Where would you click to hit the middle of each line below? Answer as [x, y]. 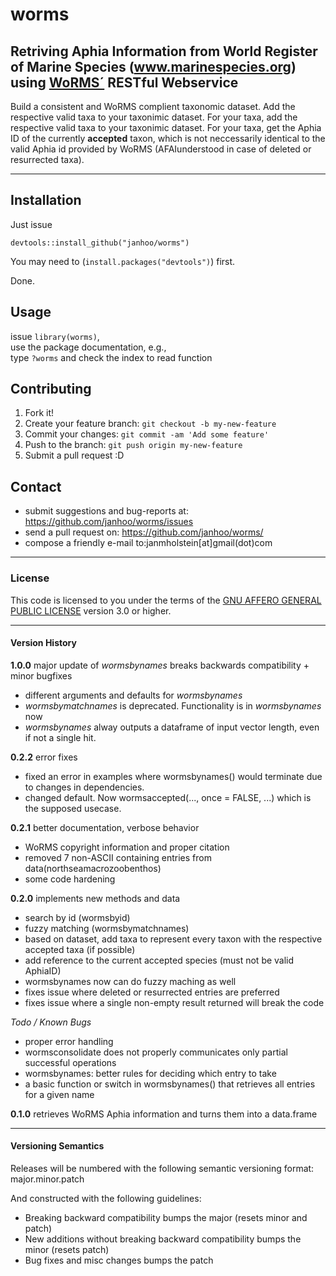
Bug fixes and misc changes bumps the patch [119, 1260]
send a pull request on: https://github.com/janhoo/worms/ [144, 532]
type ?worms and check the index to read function [111, 357]
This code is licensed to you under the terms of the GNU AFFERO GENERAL [166, 600]
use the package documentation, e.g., [88, 347]
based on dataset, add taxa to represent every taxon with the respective [173, 939]
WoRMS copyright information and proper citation [127, 847]
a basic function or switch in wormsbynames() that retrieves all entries [170, 1084]
